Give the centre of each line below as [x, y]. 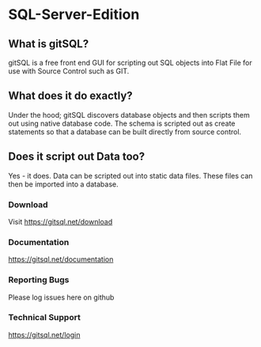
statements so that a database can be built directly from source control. [125, 131]
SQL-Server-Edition [74, 15]
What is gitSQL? [49, 44]
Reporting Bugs [39, 280]
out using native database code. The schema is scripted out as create [122, 123]
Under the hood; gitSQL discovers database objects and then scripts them [129, 115]
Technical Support [44, 318]
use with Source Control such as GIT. [69, 71]
